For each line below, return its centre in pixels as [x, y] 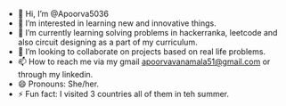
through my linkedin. [55, 74]
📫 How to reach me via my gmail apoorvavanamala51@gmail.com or [144, 61]
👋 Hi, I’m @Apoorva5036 [63, 14]
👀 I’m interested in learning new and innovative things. [117, 23]
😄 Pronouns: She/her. [58, 84]
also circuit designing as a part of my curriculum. [107, 42]
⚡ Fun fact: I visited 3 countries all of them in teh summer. [123, 94]
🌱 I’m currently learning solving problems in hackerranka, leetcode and [147, 33]
